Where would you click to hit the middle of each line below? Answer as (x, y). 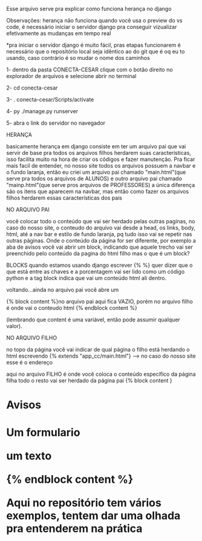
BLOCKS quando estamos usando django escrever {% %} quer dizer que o (99, 265)
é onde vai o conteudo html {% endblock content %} (72, 308)
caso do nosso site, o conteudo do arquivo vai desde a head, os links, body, (101, 228)
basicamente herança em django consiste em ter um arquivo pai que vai (96, 146)
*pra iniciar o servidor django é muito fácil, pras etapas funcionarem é (94, 45)
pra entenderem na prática (74, 529)
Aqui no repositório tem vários (84, 503)
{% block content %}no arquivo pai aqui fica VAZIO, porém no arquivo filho (100, 301)
